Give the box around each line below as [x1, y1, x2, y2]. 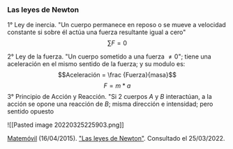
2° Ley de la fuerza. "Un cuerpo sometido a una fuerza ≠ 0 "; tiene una [7, 52, 211, 61]
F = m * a [103, 81, 131, 90]
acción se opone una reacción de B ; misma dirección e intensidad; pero [7, 100, 213, 109]
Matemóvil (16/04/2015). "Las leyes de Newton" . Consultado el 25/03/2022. [7, 134, 225, 143]
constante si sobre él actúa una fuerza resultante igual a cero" [7, 28, 186, 36]
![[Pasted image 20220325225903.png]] [7, 120, 124, 130]
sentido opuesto [7, 107, 54, 116]
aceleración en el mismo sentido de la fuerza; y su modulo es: [7, 60, 186, 68]
